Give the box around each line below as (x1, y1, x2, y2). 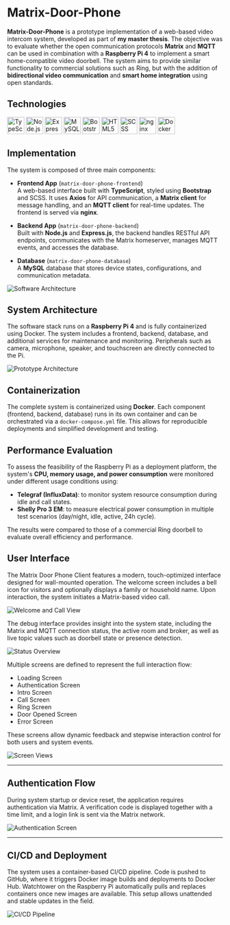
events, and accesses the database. (16, 243, 119, 251)
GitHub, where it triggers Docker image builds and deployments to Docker (7, 875, 216, 883)
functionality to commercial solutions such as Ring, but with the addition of (7, 64, 218, 72)
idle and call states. (16, 498, 72, 506)
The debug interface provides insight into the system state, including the (7, 619, 212, 628)
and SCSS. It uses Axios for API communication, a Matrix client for (16, 193, 207, 201)
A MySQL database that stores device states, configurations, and (16, 264, 202, 272)
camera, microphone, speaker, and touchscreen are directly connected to (7, 344, 215, 352)
